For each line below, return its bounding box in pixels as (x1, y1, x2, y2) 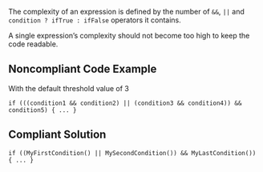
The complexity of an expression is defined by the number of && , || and (8, 7, 245, 16)
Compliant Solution (8, 128, 107, 142)
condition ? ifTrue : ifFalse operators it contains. (8, 15, 182, 25)
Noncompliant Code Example (8, 62, 157, 76)
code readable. (8, 39, 59, 49)
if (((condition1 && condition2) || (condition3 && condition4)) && (8, 99, 242, 107)
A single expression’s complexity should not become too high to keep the (8, 31, 250, 40)
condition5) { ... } (8, 106, 78, 114)
